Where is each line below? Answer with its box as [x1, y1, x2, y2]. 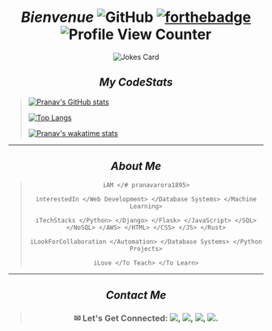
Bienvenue [20, 8, 95, 27]
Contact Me [105, 288, 167, 302]
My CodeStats [99, 75, 173, 89]
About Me [110, 159, 162, 173]
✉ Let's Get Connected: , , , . [73, 312, 219, 324]
